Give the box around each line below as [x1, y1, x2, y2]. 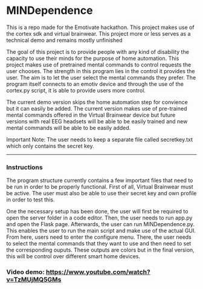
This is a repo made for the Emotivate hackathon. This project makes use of [6, 24, 195, 31]
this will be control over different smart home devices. [6, 253, 141, 260]
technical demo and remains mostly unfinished [6, 36, 123, 44]
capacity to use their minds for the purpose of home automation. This [6, 54, 179, 62]
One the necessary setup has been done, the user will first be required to [6, 208, 188, 215]
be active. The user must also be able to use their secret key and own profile [6, 190, 197, 197]
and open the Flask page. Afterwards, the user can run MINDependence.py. [6, 221, 195, 228]
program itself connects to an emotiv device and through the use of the [6, 80, 184, 88]
